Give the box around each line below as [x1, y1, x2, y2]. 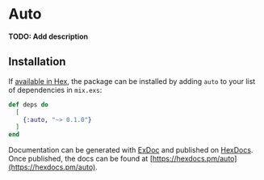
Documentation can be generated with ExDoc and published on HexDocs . [8, 145, 254, 155]
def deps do [8, 100, 48, 109]
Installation [8, 55, 66, 69]
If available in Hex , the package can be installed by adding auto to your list [8, 76, 256, 86]
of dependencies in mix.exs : [8, 85, 103, 94]
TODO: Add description [8, 31, 89, 41]
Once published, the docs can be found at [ [8, 154, 153, 164]
